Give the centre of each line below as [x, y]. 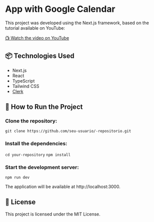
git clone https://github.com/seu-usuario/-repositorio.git [68, 131]
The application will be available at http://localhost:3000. [63, 187]
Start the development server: [42, 167]
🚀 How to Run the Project [44, 107]
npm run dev [17, 178]
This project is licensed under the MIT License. [53, 214]
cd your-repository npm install [38, 155]
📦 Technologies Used [40, 56]
